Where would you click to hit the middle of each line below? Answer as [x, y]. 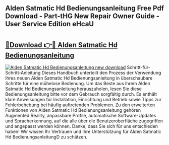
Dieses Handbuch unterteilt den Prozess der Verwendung [101, 73]
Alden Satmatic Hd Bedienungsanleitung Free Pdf [85, 8]
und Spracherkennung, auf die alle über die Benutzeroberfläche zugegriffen [84, 121]
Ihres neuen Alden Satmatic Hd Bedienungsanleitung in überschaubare [79, 78]
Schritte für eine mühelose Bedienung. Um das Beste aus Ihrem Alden [78, 83]
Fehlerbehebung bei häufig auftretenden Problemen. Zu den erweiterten [80, 105]
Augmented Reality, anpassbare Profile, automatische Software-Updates [81, 116]
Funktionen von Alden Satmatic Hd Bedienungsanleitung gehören [73, 110]
